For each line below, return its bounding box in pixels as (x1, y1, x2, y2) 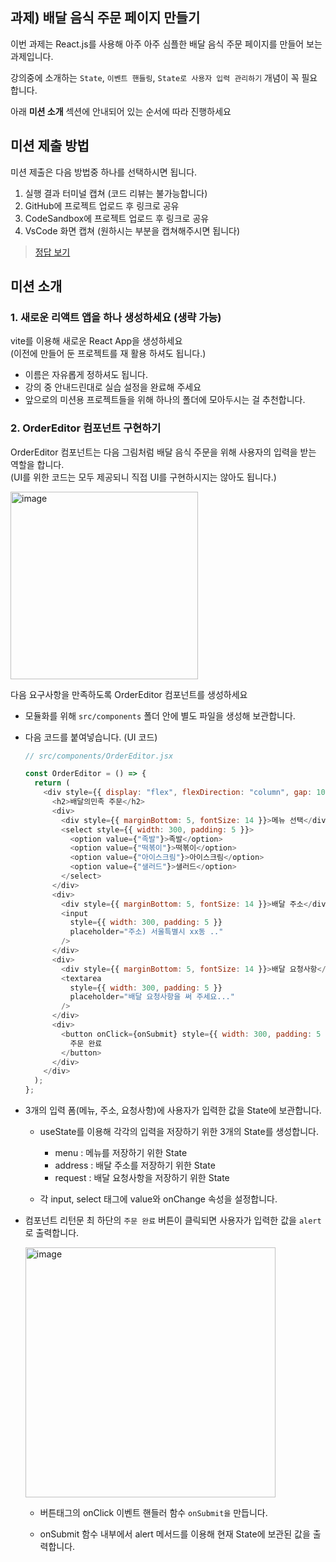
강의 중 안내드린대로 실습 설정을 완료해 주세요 (24, 381, 202, 393)
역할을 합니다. (10, 458, 65, 470)
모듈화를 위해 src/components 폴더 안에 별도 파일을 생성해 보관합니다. (24, 709, 296, 722)
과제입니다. (10, 50, 54, 62)
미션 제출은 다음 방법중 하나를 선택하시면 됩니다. (10, 166, 198, 178)
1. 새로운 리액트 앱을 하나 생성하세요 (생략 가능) (10, 310, 222, 324)
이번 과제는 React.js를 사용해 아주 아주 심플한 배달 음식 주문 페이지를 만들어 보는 (10, 38, 323, 50)
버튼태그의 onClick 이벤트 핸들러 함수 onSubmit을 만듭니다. (39, 1507, 268, 1519)
